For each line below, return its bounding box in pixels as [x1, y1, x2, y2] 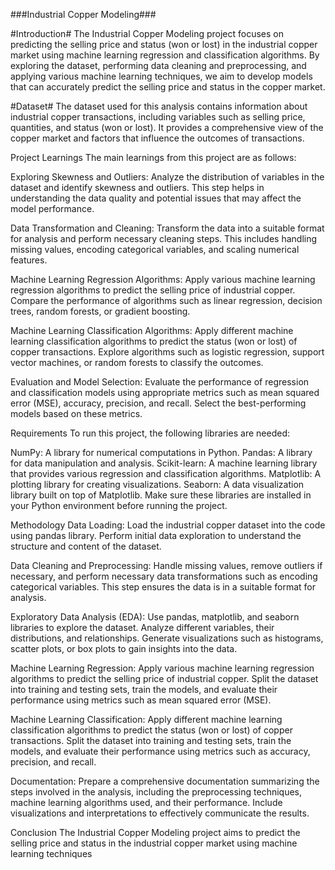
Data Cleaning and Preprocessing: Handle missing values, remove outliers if [10, 560, 323, 571]
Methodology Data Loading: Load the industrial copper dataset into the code [10, 519, 326, 531]
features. [10, 254, 48, 266]
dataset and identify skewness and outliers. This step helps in [10, 182, 265, 193]
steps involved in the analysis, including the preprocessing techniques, [10, 786, 303, 798]
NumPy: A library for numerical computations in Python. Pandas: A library [10, 447, 313, 458]
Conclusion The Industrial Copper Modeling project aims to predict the [10, 827, 301, 838]
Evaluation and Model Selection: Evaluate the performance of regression [10, 376, 310, 388]
